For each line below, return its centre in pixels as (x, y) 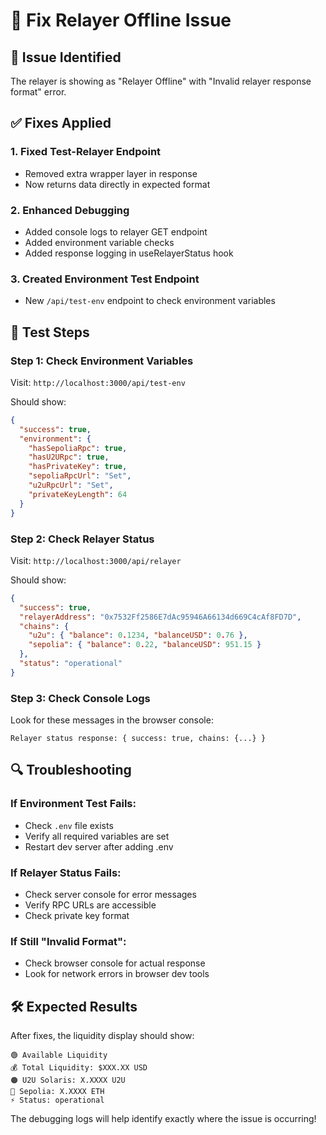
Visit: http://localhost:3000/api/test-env (98, 382)
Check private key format (77, 916)
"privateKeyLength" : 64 (78, 494)
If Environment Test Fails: (73, 804)
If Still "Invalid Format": (68, 941)
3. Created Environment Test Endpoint (105, 279)
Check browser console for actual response (115, 963)
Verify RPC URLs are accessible (90, 905)
